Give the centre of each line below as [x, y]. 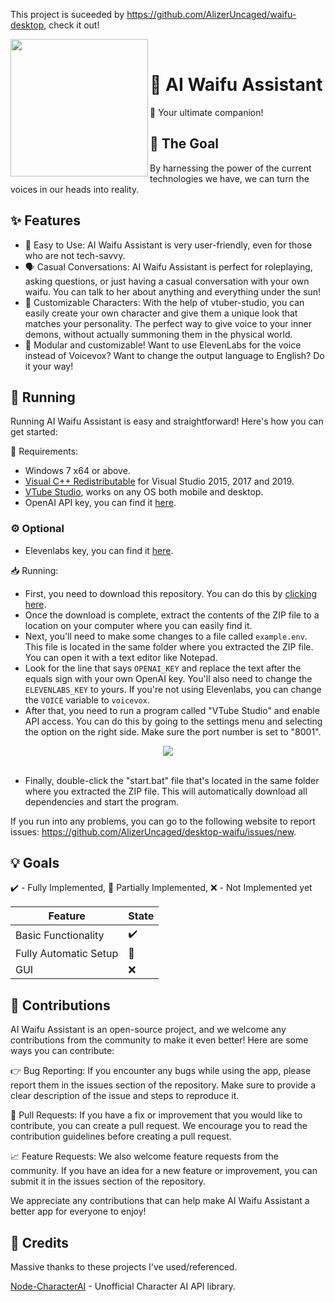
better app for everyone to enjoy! [78, 1211]
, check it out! [71, 25]
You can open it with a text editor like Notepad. [121, 657]
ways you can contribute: [62, 1051]
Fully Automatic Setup [67, 954]
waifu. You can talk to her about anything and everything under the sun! [173, 291]
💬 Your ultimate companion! [206, 112]
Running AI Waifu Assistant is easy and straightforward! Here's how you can [167, 421]
